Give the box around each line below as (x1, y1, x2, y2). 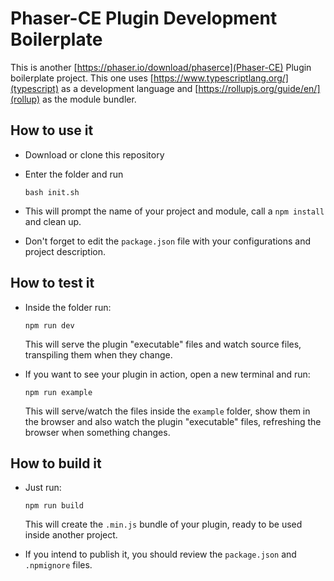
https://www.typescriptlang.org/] (153, 72, 289, 84)
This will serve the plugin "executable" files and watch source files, (24, 338, 302, 350)
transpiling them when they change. (24, 348, 173, 361)
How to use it (10, 122, 94, 139)
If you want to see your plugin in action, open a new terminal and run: (24, 368, 311, 380)
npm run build (24, 501, 84, 511)
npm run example (24, 387, 93, 397)
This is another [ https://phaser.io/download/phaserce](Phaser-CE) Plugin (10, 61, 312, 73)
